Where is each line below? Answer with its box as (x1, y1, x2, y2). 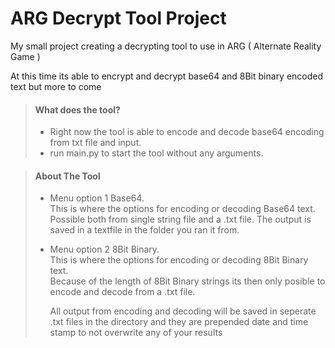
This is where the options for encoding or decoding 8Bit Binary (49, 254, 309, 266)
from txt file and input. (49, 137, 142, 149)
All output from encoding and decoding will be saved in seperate (49, 305, 317, 317)
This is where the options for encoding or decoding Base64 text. (49, 203, 316, 215)
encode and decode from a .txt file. (49, 286, 196, 298)
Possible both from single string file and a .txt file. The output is (49, 213, 312, 226)
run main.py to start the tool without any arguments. (49, 147, 264, 159)
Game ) (10, 50, 41, 62)
